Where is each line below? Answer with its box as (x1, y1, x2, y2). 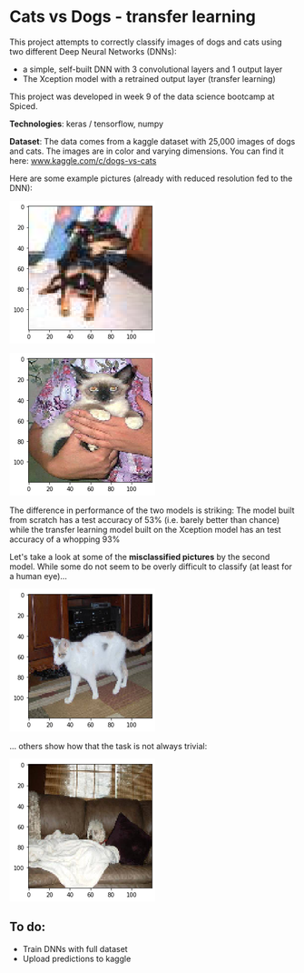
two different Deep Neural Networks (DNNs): (9, 45, 177, 56)
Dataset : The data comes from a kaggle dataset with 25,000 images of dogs (9, 135, 296, 146)
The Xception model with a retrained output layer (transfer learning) (22, 73, 277, 84)
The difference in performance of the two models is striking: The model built (9, 505, 295, 516)
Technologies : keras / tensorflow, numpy (9, 118, 164, 129)
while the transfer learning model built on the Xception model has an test (9, 524, 281, 535)
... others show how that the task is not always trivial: (9, 740, 208, 751)
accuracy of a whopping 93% (9, 534, 121, 545)
